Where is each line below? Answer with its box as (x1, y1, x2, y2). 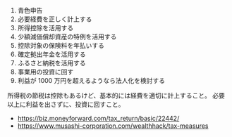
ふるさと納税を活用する (17, 59, 86, 67)
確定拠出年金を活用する (17, 50, 86, 58)
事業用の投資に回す (17, 67, 74, 76)
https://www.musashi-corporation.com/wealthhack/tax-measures (17, 122, 209, 130)
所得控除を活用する (17, 24, 74, 32)
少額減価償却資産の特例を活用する (17, 32, 117, 41)
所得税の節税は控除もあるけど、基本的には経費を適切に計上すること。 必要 (7, 91, 226, 100)
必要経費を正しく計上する (17, 15, 92, 23)
